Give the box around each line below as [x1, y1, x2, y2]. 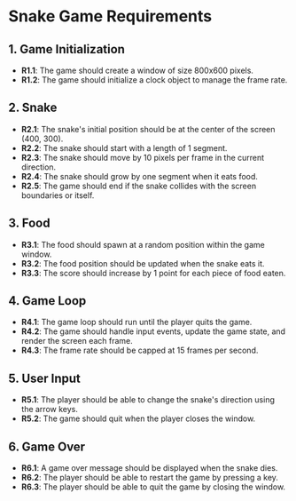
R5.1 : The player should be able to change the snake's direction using [20, 394, 276, 405]
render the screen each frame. [20, 336, 134, 346]
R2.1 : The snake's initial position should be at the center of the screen [20, 123, 276, 134]
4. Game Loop [8, 293, 87, 308]
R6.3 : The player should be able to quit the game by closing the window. [20, 481, 285, 492]
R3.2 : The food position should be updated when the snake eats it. [20, 258, 265, 268]
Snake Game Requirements [8, 6, 213, 27]
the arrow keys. [20, 404, 79, 415]
